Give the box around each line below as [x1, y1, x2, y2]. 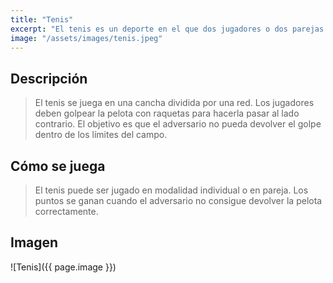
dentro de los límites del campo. [34, 129, 168, 141]
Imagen [10, 234, 59, 251]
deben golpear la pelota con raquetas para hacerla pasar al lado [34, 107, 300, 120]
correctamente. [34, 206, 99, 217]
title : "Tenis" [10, 14, 74, 25]
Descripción [10, 70, 88, 87]
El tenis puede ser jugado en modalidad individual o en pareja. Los [34, 184, 309, 196]
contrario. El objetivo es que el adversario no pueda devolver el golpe [34, 118, 322, 130]
